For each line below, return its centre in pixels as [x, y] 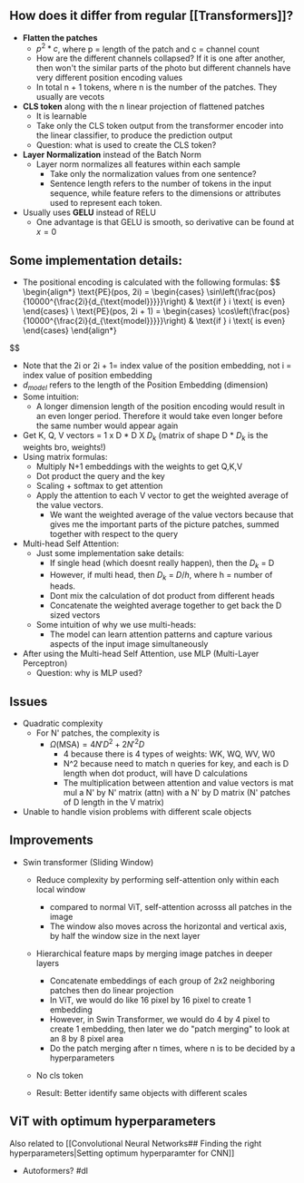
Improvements [51, 841]
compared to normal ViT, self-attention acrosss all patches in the [171, 906]
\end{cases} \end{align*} [70, 330]
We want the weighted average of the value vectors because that [172, 514]
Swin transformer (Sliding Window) [88, 862]
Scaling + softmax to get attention [99, 485]
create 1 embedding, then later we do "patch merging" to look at [170, 1029]
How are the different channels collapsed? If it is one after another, [161, 58]
